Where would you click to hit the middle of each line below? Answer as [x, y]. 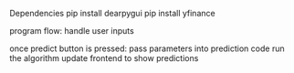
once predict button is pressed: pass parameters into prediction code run [147, 48]
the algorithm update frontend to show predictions [104, 58]
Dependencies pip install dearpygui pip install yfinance [113, 13]
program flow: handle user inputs [72, 31]
